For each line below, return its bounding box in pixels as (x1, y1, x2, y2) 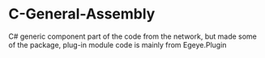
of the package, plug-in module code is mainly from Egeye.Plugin (8, 39, 227, 49)
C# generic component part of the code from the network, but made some (8, 31, 258, 41)
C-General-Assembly (8, 5, 156, 23)
